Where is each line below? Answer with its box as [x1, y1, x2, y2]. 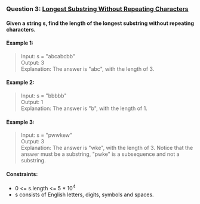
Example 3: [6, 118, 35, 125]
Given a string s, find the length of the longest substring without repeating [6, 20, 195, 27]
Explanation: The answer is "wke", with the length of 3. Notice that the [20, 145, 193, 152]
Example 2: [6, 79, 35, 86]
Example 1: [6, 39, 34, 46]
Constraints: [6, 170, 38, 177]
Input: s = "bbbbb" [20, 92, 67, 99]
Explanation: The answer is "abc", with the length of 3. [20, 65, 155, 73]
